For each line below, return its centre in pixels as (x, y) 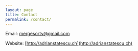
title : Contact (21, 15)
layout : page (19, 10)
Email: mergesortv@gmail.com (38, 34)
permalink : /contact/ (28, 19)
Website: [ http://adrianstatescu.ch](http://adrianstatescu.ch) (69, 43)
